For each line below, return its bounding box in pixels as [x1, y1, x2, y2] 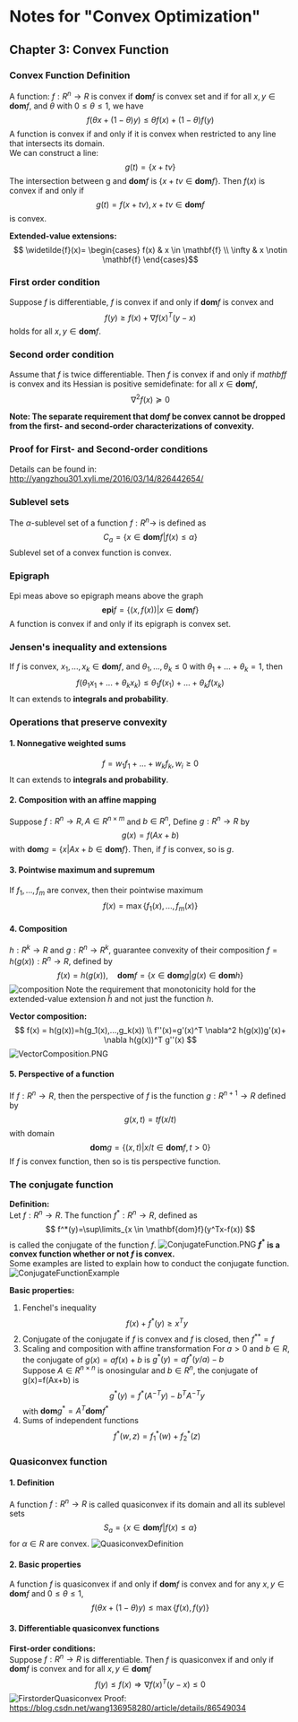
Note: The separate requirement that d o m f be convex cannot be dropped [9, 411, 286, 422]
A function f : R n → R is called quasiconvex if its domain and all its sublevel [9, 1497, 285, 1509]
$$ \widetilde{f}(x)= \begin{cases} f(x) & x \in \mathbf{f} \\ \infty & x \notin [13, 244, 288, 255]
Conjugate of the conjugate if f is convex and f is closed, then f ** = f [21, 1332, 275, 1344]
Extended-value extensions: [9, 230, 117, 241]
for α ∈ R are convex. [9, 1538, 89, 1549]
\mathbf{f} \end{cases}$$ [102, 254, 199, 265]
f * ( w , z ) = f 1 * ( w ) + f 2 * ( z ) [113, 1429, 201, 1443]
